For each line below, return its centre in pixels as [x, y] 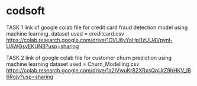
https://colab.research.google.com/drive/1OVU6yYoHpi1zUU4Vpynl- [89, 40]
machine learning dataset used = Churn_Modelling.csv [73, 64]
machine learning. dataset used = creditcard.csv [65, 33]
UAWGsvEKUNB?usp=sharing [43, 46]
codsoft [26, 11]
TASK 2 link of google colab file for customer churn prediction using [89, 58]
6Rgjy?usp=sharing [30, 77]
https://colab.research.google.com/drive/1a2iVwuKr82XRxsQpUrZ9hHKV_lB [98, 70]
